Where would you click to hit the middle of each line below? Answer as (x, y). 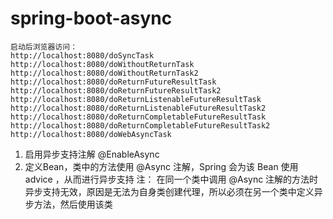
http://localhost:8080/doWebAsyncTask (91, 134)
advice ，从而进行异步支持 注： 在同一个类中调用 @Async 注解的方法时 (171, 179)
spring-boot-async (91, 18)
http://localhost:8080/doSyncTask (82, 55)
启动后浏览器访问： (44, 47)
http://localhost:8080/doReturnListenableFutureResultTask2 (138, 108)
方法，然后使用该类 (73, 204)
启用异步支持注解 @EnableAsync (92, 154)
